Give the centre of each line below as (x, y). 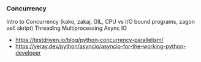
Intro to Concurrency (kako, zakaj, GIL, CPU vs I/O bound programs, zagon (100, 22)
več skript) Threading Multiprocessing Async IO (67, 28)
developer (28, 53)
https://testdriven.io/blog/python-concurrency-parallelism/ (89, 40)
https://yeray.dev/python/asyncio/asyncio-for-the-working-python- (100, 46)
